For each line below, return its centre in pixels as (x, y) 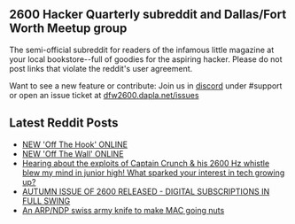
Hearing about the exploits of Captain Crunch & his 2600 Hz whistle (146, 163)
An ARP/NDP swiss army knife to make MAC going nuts (123, 210)
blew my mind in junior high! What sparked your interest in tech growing (153, 173)
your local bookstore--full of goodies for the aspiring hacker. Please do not (146, 59)
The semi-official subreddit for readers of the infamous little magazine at (142, 50)
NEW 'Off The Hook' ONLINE (75, 144)
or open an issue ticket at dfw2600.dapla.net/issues (104, 95)
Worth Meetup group (68, 29)
